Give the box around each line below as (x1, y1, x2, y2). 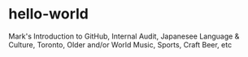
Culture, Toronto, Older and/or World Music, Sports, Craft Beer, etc (8, 39, 233, 49)
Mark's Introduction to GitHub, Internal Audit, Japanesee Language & (8, 31, 240, 41)
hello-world (8, 5, 89, 23)
